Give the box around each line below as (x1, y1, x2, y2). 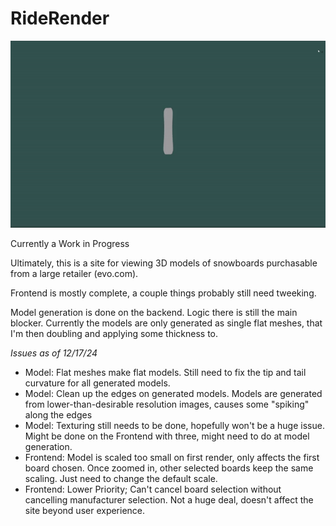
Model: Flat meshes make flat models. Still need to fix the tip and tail (24, 366, 307, 378)
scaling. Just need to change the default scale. (24, 472, 218, 484)
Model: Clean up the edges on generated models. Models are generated (24, 387, 323, 399)
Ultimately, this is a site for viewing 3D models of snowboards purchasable (10, 257, 318, 269)
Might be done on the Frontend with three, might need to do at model (24, 430, 310, 442)
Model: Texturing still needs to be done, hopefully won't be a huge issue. (24, 419, 325, 431)
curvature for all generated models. (24, 377, 171, 389)
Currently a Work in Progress (10, 237, 130, 249)
